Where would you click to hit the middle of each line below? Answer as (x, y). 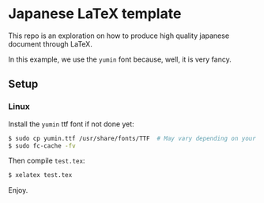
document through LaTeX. (50, 43)
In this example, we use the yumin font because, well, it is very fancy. (120, 59)
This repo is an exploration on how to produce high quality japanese (119, 36)
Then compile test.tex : (47, 161)
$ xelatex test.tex (40, 175)
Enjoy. (18, 190)
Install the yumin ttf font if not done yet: (71, 124)
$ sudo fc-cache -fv (42, 146)
